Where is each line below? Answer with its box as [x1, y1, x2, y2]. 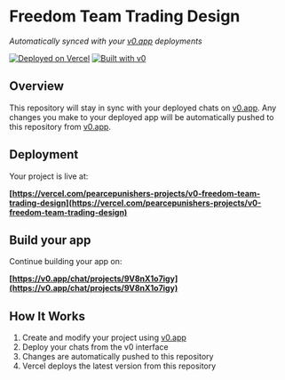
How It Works [9, 309, 86, 324]
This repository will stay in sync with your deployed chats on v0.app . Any [9, 102, 277, 113]
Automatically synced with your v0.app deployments [9, 36, 202, 46]
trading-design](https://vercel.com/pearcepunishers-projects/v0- [9, 198, 262, 208]
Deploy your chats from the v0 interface [21, 342, 169, 352]
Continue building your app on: [9, 256, 123, 267]
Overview [9, 78, 65, 94]
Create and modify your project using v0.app [21, 332, 186, 344]
